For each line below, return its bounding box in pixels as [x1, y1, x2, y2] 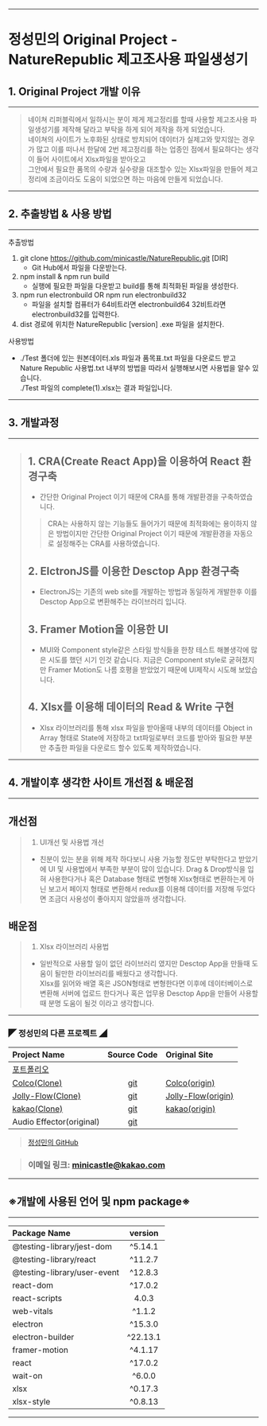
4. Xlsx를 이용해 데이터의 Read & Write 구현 [27, 701, 234, 714]
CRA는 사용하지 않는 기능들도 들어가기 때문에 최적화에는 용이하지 [47, 519, 249, 529]
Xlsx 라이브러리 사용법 [39, 942, 110, 951]
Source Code [106, 1049, 158, 1060]
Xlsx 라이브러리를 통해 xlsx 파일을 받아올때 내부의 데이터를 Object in [39, 723, 253, 732]
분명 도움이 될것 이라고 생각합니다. [48, 999, 155, 1008]
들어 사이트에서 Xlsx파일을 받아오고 [36, 154, 146, 164]
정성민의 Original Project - [8, 31, 178, 49]
